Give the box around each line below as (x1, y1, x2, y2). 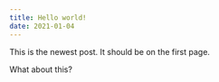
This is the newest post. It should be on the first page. (9, 46, 211, 57)
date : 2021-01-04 (9, 22, 75, 31)
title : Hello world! (9, 13, 88, 23)
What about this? (9, 64, 72, 75)
